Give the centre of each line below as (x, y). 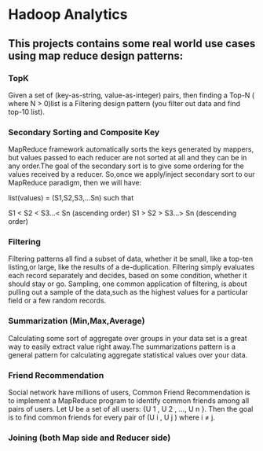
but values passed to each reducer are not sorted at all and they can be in (128, 158)
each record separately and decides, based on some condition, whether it (128, 276)
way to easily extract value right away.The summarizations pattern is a (122, 346)
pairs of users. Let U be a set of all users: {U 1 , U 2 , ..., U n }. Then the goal (131, 409)
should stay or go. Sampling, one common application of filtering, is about (128, 284)
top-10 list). (27, 112)
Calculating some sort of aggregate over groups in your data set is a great (128, 338)
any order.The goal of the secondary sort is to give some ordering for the (126, 166)
